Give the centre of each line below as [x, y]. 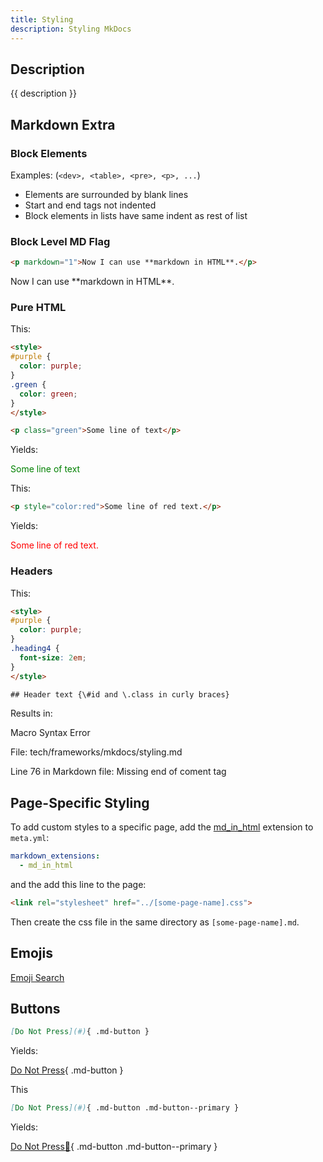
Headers [31, 571]
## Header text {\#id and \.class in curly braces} [120, 694]
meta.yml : [30, 838]
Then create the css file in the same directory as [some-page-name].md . [155, 922]
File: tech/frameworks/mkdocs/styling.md [96, 752]
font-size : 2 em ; [53, 657]
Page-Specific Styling [80, 802]
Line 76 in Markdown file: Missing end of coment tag [118, 772]
